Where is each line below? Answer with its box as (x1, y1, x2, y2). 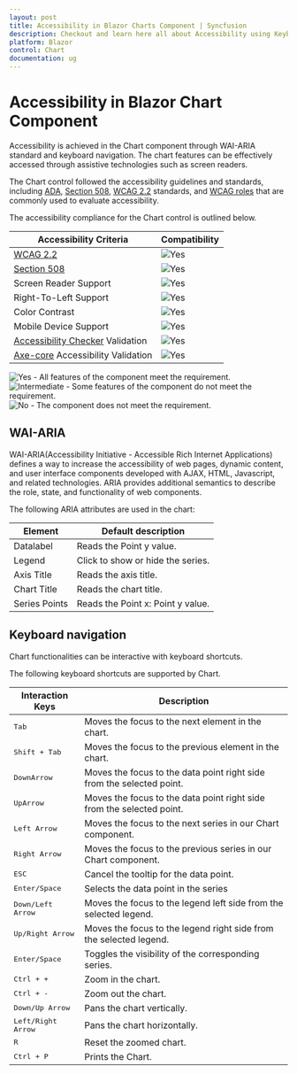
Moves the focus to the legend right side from (84, 922, 274, 934)
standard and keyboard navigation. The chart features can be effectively (9, 150, 273, 160)
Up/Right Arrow (13, 929, 75, 939)
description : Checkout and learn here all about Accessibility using (9, 29, 271, 38)
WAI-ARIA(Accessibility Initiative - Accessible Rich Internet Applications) (9, 449, 273, 460)
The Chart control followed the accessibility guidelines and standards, (9, 176, 264, 187)
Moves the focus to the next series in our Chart (84, 816, 280, 829)
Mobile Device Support (13, 320, 109, 332)
